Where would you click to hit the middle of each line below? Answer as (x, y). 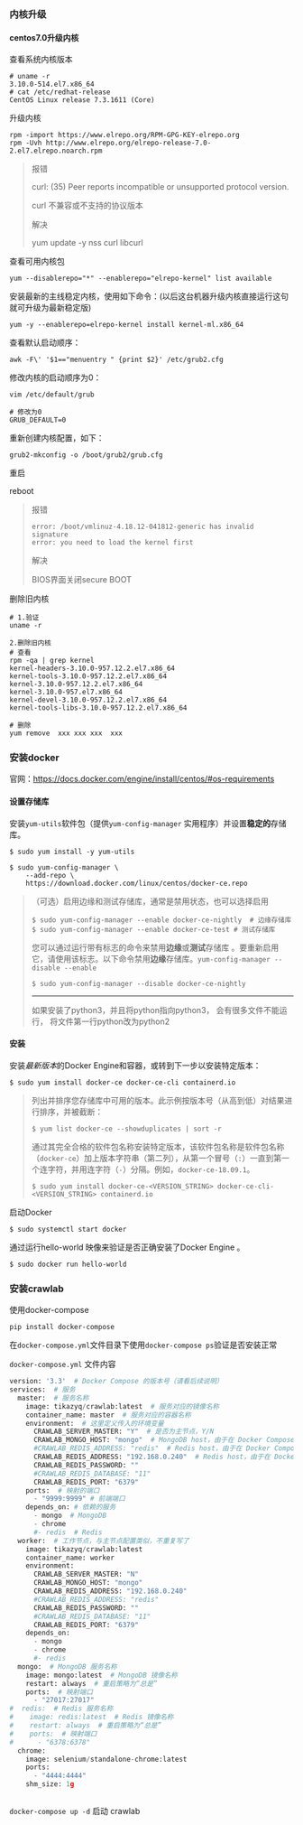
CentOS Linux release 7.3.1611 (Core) (82, 100)
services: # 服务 (42, 1390)
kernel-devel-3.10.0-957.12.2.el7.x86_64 (88, 700)
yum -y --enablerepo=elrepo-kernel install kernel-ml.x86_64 (127, 325)
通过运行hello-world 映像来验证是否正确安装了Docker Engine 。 (127, 1247)
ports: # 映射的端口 (63, 1490)
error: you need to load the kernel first (112, 543)
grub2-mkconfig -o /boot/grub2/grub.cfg (87, 455)
